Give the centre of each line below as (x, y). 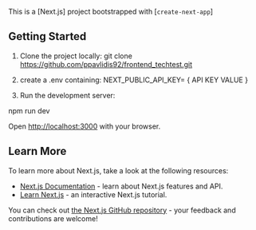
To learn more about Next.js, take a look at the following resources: (118, 170)
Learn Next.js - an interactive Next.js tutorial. (93, 194)
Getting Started (47, 36)
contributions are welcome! (53, 218)
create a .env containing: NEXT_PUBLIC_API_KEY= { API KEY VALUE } (134, 80)
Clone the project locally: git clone (76, 56)
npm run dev (29, 110)
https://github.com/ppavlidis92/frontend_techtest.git (106, 64)
